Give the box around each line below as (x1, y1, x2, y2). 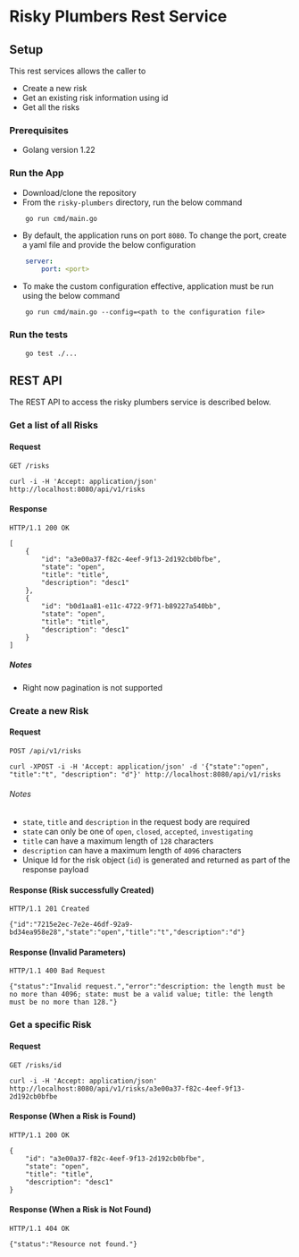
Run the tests (9, 328, 69, 341)
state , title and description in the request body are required (21, 817, 250, 828)
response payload (21, 864, 89, 875)
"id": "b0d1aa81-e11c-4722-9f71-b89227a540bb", (41, 601, 221, 610)
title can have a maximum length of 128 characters (21, 836, 214, 846)
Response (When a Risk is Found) (9, 1111, 137, 1122)
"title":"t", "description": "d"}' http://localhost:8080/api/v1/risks (9, 769, 281, 779)
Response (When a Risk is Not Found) (9, 1204, 152, 1215)
